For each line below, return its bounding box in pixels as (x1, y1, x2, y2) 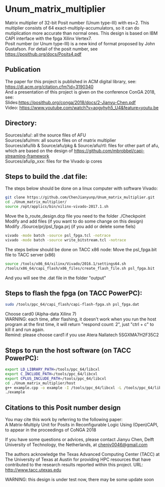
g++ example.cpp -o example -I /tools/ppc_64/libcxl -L (5, 385, 122, 390)
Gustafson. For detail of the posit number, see (5, 46, 98, 52)
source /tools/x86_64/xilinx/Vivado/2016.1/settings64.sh (5, 261, 126, 266)
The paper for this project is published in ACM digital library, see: (5, 78, 137, 84)
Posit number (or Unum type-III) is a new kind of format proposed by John (5, 40, 156, 46)
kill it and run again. (5, 326, 45, 333)
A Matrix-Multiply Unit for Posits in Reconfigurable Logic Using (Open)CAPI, (5, 422, 159, 428)
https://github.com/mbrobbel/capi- (74, 148, 145, 154)
